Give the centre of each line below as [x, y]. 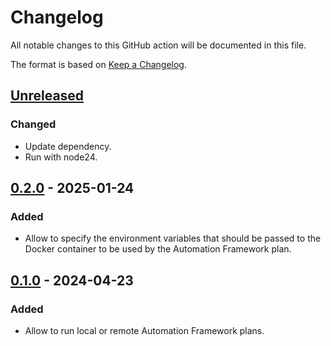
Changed [33, 124]
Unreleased [47, 96]
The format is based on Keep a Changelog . [98, 64]
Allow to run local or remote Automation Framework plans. [144, 330]
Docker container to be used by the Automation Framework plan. [158, 249]
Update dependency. [68, 146]
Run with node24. [61, 157]
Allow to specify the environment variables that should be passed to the [173, 238]
